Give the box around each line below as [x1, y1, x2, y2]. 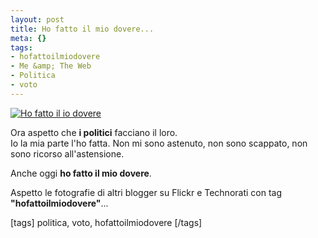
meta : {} [10, 33, 47, 43]
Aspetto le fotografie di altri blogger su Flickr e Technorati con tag [10, 186, 283, 198]
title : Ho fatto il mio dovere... [10, 24, 155, 34]
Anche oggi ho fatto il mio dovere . [10, 167, 152, 179]
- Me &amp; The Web [10, 61, 92, 71]
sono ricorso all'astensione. [10, 147, 125, 160]
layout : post [10, 14, 65, 25]
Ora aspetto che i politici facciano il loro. [10, 126, 178, 138]
